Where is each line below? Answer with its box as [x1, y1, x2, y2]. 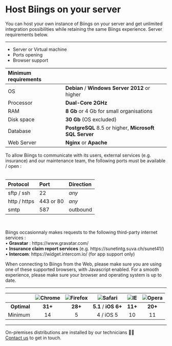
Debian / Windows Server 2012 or [65, 84, 150, 91]
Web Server [8, 139, 37, 146]
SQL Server [65, 130, 94, 138]
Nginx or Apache [65, 139, 107, 146]
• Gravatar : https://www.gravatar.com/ [5, 240, 89, 246]
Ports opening [12, 51, 42, 57]
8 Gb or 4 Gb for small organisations [65, 107, 153, 114]
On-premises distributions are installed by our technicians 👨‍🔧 [5, 329, 135, 335]
